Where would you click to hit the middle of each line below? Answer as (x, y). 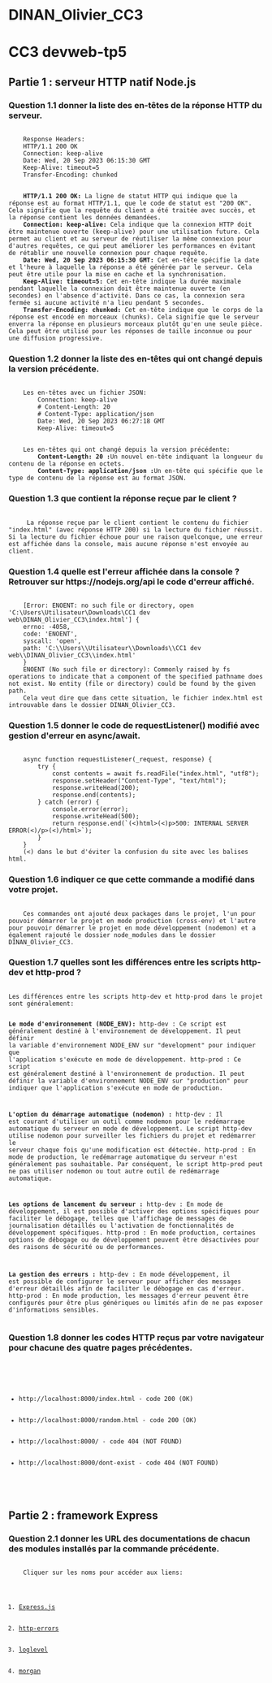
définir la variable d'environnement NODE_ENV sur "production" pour (129, 1081)
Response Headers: (54, 140)
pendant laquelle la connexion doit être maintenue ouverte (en (119, 289)
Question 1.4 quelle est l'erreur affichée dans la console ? (124, 571)
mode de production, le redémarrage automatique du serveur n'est (123, 1157)
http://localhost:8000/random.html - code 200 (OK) (108, 1421)
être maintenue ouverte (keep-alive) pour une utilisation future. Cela (134, 232)
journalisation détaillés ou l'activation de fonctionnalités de (121, 1226)
